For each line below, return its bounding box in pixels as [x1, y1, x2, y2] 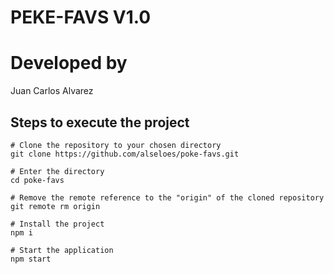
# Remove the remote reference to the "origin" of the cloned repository [10, 192, 325, 203]
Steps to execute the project [10, 114, 190, 131]
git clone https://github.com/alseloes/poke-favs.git [10, 149, 240, 159]
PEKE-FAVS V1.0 [10, 6, 152, 29]
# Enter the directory [10, 166, 105, 176]
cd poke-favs [10, 175, 65, 185]
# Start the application [10, 245, 114, 255]
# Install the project [10, 219, 105, 229]
